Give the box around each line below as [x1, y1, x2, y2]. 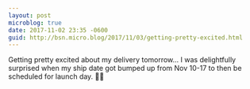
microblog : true [8, 19, 62, 27]
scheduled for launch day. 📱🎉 [8, 72, 105, 81]
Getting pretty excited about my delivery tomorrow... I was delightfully [8, 55, 237, 65]
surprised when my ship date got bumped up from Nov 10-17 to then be [8, 64, 242, 73]
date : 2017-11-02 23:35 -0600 [8, 26, 109, 34]
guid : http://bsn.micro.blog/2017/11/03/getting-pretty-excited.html [8, 33, 244, 42]
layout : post [8, 11, 52, 20]
